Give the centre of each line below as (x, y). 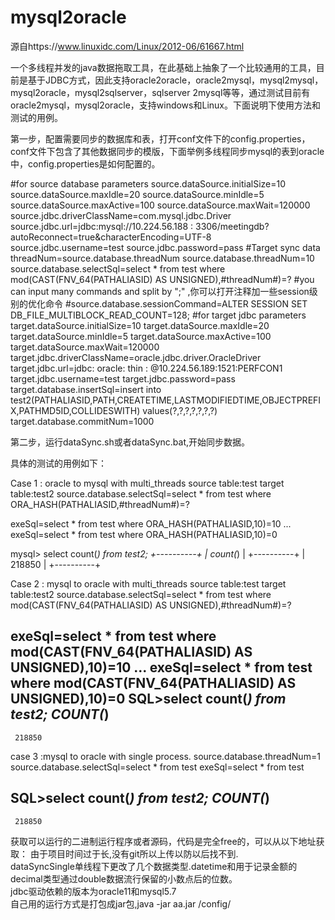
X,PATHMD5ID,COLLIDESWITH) (75, 410)
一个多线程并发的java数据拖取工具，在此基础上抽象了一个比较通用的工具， (163, 67)
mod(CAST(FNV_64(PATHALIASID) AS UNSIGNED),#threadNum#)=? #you (162, 279)
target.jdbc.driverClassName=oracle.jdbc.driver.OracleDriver (136, 357)
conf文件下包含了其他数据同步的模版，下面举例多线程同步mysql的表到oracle (167, 151)
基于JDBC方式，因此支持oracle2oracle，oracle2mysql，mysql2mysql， (175, 80)
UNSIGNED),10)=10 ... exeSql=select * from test (161, 667)
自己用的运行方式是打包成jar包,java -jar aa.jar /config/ (121, 903)
